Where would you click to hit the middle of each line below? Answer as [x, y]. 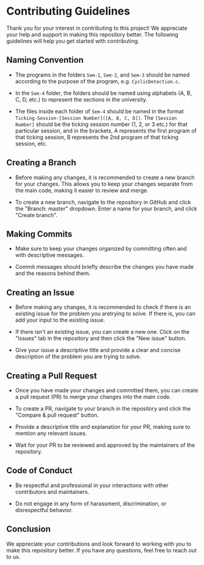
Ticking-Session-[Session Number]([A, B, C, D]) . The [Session [96, 117]
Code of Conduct [40, 470]
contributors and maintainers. [52, 491]
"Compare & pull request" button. [57, 415]
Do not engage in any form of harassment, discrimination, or [91, 504]
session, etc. [31, 144]
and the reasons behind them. [53, 273]
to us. [13, 556]
